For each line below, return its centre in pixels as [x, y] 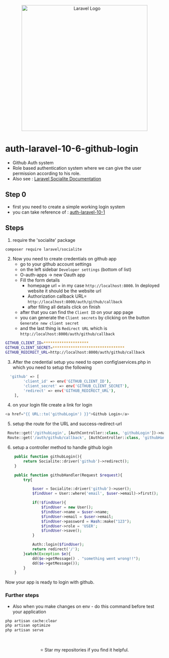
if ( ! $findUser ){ [49, 503]
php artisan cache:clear [31, 621]
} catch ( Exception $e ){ [47, 554]
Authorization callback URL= [57, 296]
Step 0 [16, 195]
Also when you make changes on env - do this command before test [83, 606]
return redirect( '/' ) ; [56, 549]
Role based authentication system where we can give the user [77, 168]
